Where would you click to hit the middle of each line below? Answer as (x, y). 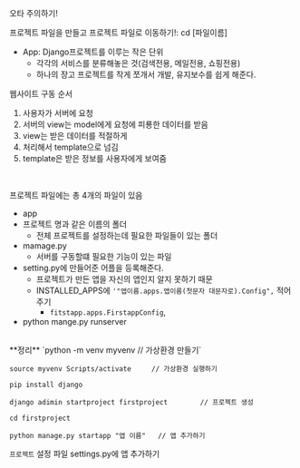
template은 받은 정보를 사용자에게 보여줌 (95, 158)
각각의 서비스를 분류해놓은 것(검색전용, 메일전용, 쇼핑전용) (138, 63)
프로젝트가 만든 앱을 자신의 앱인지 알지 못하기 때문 (124, 279)
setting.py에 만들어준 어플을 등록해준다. (93, 268)
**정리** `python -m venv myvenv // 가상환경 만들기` (106, 350)
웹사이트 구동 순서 (41, 94)
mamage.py (44, 246)
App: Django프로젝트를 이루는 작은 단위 (93, 52)
